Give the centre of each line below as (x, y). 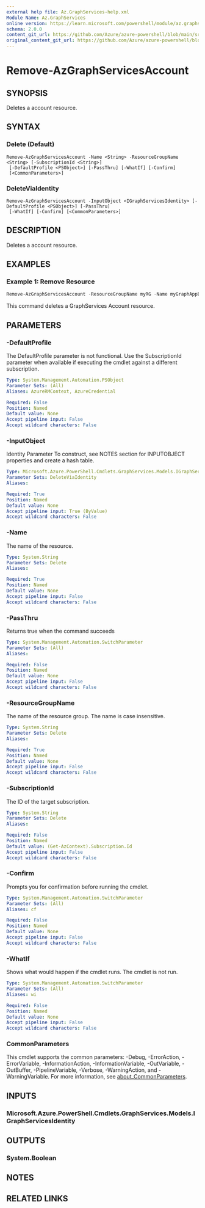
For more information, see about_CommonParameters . (119, 1077)
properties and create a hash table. (50, 460)
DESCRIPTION (34, 231)
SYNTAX (23, 127)
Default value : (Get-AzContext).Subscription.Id (69, 846)
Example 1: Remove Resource (51, 282)
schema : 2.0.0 (24, 29)
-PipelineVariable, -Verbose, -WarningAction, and (95, 1070)
